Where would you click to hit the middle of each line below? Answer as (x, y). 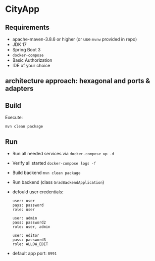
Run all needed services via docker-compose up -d (63, 154)
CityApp (22, 9)
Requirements (27, 27)
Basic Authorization (32, 60)
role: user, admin (31, 227)
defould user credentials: (38, 192)
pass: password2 (29, 223)
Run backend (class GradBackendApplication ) (58, 182)
